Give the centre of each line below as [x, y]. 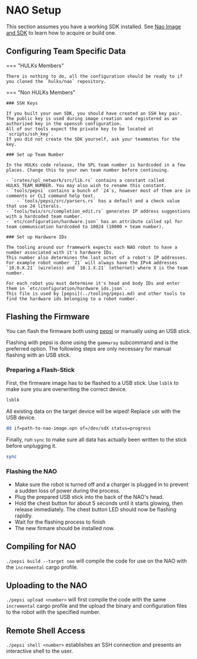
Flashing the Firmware [48, 317]
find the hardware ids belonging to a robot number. [72, 299]
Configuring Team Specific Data [66, 51]
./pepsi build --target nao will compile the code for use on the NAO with [96, 561]
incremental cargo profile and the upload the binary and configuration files [96, 606]
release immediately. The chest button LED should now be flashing [95, 509]
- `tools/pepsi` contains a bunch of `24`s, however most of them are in [98, 191]
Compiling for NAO [41, 547]
